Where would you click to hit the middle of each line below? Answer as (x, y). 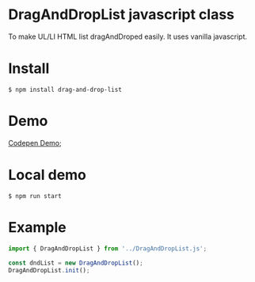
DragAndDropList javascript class (122, 15)
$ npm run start (35, 196)
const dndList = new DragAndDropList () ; (76, 263)
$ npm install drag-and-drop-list (65, 90)
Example (37, 227)
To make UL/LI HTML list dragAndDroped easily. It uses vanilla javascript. (128, 36)
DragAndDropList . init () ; (49, 271)
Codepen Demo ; (35, 143)
